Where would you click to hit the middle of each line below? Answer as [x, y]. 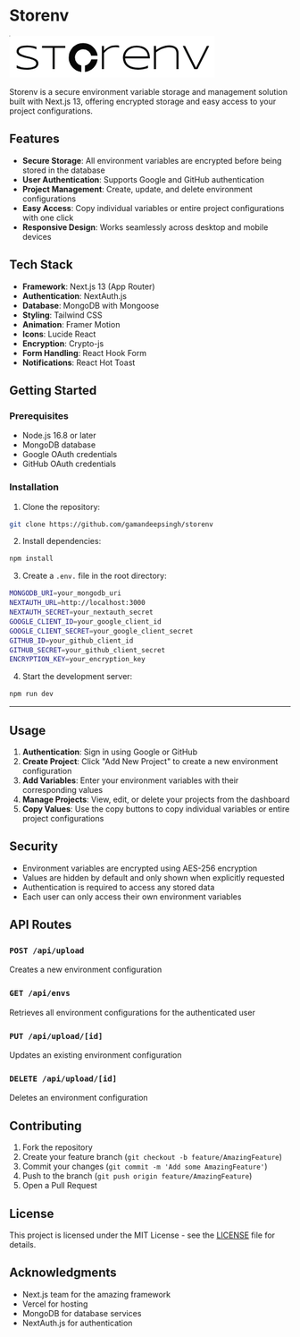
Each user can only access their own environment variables [132, 897]
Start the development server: [77, 677]
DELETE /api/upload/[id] [63, 1079]
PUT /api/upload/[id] [56, 1036]
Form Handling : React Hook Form [84, 353]
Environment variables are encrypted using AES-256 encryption [140, 868]
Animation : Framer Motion [71, 324]
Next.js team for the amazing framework [96, 1294]
